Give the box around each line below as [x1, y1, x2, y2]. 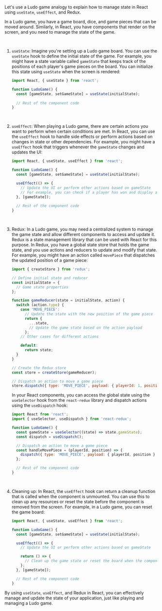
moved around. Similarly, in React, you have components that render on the [4, 24, 155, 30]
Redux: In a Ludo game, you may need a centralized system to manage [11, 226, 154, 232]
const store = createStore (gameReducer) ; [11, 370, 97, 375]
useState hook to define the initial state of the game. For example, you [11, 53, 152, 59]
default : [20, 343, 38, 348]
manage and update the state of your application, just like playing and [4, 595, 144, 601]
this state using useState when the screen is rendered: [11, 69, 121, 75]
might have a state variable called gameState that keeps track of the [11, 59, 146, 64]
